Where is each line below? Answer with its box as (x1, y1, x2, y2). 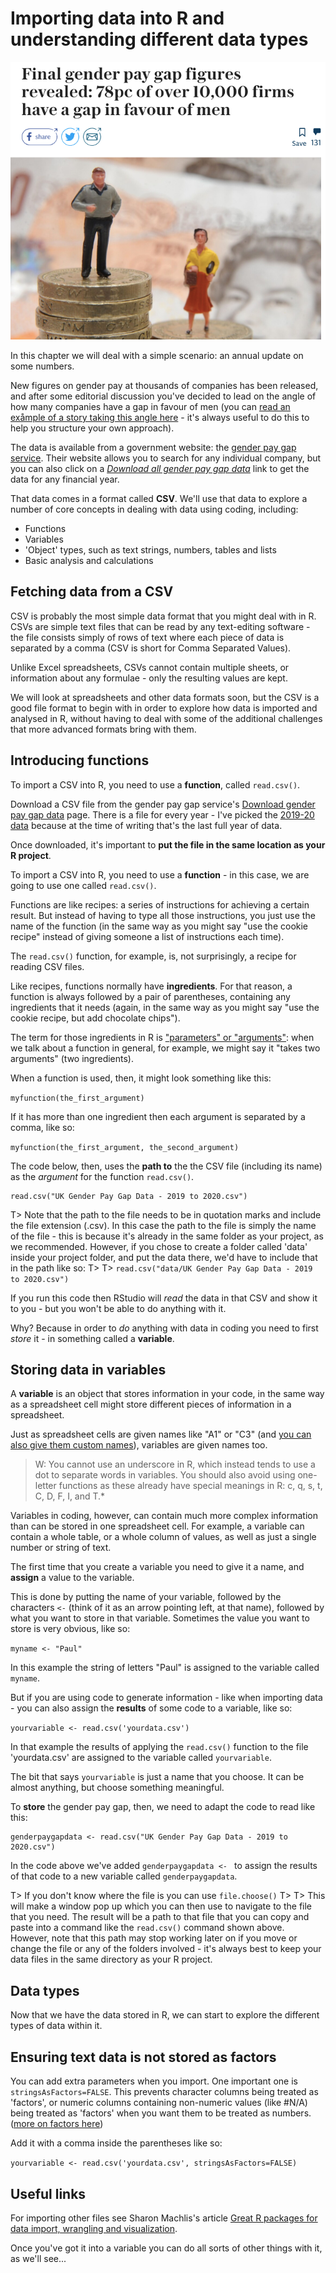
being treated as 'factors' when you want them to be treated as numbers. (10, 2107, 312, 2119)
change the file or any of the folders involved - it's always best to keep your (10, 1943, 322, 1955)
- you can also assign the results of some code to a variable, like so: (10, 1702, 293, 1714)
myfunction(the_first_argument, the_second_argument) (10, 1142, 240, 1152)
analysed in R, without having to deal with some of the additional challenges (10, 712, 323, 724)
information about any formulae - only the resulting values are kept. (10, 672, 288, 684)
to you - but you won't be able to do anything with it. (10, 1302, 227, 1314)
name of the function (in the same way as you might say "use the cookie (10, 920, 309, 932)
